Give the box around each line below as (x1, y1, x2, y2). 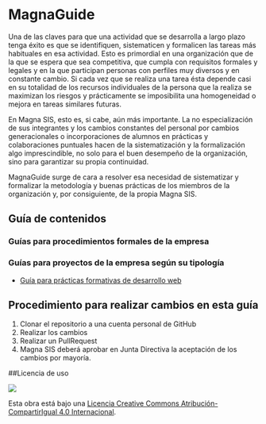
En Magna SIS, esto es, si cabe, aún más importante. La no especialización (8, 114, 253, 124)
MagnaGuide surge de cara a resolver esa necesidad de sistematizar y (8, 172, 240, 182)
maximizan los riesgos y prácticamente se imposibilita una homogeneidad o (8, 91, 256, 100)
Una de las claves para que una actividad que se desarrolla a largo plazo (8, 32, 246, 41)
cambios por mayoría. (19, 353, 91, 363)
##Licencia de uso (8, 368, 69, 378)
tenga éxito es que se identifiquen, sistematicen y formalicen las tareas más (8, 40, 256, 49)
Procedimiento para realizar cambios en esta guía (8, 298, 259, 311)
